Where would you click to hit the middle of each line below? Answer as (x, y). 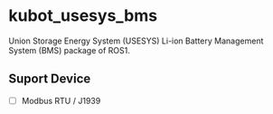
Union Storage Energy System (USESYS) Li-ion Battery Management (136, 41)
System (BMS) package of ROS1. (69, 50)
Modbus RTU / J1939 (61, 100)
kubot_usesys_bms (83, 16)
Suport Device (50, 79)
